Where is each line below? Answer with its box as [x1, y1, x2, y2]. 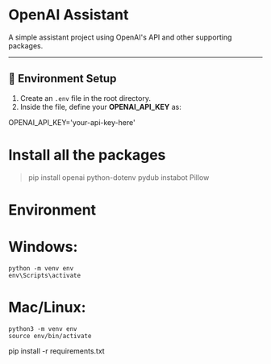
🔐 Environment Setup [8, 72, 117, 86]
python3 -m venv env [8, 324, 78, 333]
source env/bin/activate [8, 332, 92, 340]
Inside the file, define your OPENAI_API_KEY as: [19, 102, 181, 111]
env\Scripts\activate [8, 271, 81, 279]
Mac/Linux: [8, 299, 86, 316]
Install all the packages [8, 145, 166, 164]
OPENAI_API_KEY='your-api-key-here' [8, 117, 135, 127]
